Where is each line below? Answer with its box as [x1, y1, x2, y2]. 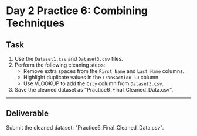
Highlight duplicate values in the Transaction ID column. [23, 74, 160, 81]
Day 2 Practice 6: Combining [6, 4, 148, 18]
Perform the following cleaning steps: [14, 61, 106, 68]
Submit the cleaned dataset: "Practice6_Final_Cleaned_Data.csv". [6, 124, 164, 131]
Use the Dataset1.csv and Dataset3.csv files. [14, 55, 123, 62]
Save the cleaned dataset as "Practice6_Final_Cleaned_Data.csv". [14, 86, 174, 93]
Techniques [6, 16, 65, 30]
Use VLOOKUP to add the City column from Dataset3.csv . [23, 80, 164, 87]
